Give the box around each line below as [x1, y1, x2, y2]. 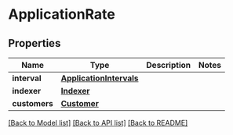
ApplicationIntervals [60, 73, 139, 83]
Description [146, 60, 191, 70]
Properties [8, 37, 61, 50]
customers [12, 98, 53, 108]
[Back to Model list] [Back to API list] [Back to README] [8, 119, 188, 127]
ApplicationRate [8, 5, 115, 23]
